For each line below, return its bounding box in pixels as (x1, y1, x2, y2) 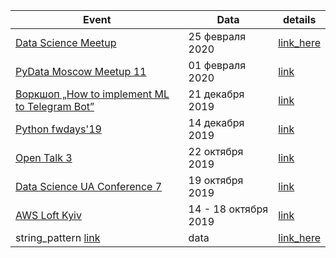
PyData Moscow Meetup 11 (15, 65, 147, 78)
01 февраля (188, 59, 247, 72)
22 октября (188, 145, 244, 158)
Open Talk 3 (15, 151, 73, 164)
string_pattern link (15, 231, 101, 244)
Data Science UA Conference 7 (15, 180, 163, 193)
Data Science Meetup (15, 36, 117, 49)
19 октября (188, 174, 244, 187)
